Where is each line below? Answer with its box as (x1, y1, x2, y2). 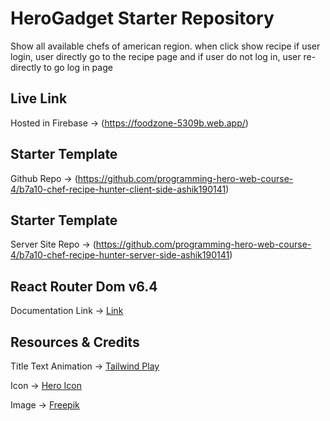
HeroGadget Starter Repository (10, 7, 275, 30)
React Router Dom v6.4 (10, 278, 158, 295)
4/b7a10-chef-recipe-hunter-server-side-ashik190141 (10, 249, 230, 261)
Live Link (10, 90, 68, 107)
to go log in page (43, 61, 113, 73)
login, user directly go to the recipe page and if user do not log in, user (10, 50, 302, 62)
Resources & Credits (10, 333, 140, 351)
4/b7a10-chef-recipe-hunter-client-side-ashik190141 (10, 183, 227, 195)
